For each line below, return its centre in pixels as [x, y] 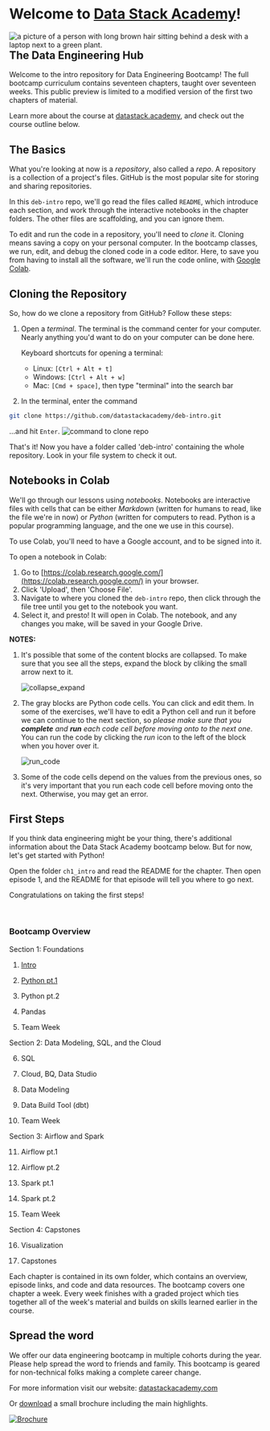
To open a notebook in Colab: [58, 556]
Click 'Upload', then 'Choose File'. [77, 589]
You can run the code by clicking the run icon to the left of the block [133, 737]
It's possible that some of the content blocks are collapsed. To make [134, 654]
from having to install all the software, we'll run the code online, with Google [135, 260]
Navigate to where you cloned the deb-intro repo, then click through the [141, 598]
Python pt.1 [39, 980]
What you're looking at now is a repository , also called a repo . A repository [133, 169]
